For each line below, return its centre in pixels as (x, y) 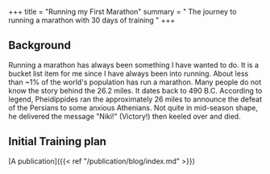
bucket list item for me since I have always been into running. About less (129, 73)
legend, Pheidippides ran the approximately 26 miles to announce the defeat (135, 99)
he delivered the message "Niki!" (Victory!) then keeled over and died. (125, 116)
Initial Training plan (58, 141)
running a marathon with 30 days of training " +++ (92, 20)
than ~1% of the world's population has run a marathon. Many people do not (135, 82)
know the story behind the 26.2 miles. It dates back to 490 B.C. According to (135, 90)
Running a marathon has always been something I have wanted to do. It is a (134, 64)
